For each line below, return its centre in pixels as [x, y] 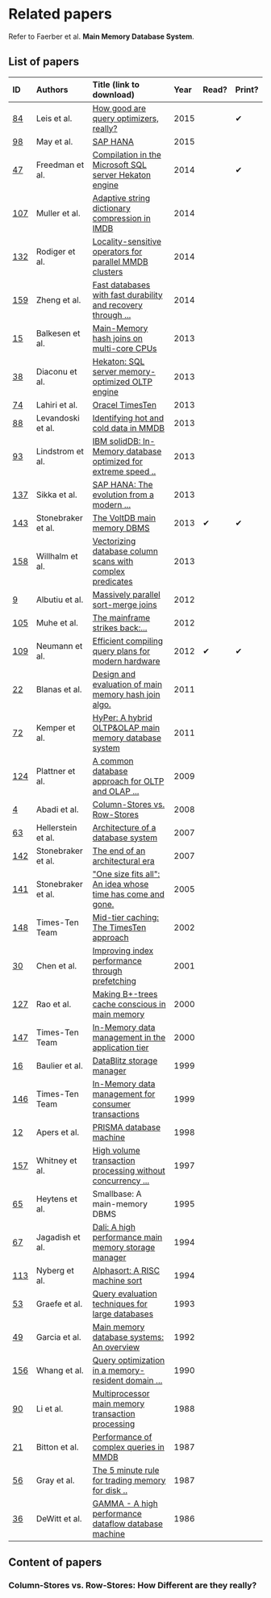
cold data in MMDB [129, 428]
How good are [119, 108]
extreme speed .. [124, 471]
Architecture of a [124, 827]
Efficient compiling [128, 641]
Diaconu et [57, 371]
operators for [117, 251]
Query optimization [129, 1360]
